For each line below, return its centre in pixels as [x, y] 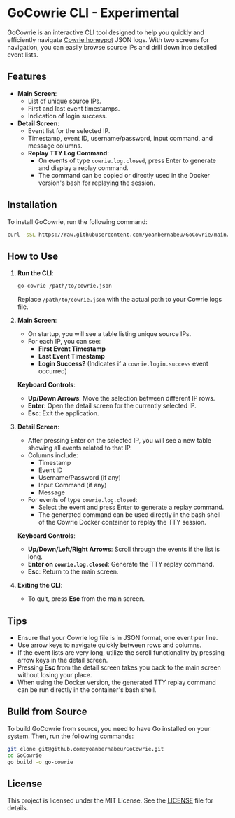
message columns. [55, 146]
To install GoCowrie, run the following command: [78, 221]
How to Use [33, 256]
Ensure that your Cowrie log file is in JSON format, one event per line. [117, 637]
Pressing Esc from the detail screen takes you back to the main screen [119, 667]
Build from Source [47, 712]
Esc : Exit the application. [63, 413]
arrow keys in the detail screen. [63, 660]
